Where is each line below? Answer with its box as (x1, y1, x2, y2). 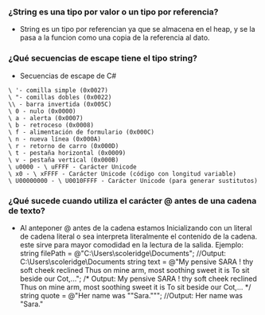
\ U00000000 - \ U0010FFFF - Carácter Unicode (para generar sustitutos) (8, 177, 259, 185)
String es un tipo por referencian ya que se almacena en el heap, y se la (19, 25, 256, 34)
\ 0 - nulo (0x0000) (8, 107, 77, 115)
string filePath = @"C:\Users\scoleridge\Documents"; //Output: (19, 248, 227, 258)
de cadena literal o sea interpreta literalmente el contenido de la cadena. (19, 231, 258, 241)
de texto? (8, 205, 45, 216)
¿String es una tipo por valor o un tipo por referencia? (8, 6, 219, 17)
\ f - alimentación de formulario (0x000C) (8, 128, 155, 136)
